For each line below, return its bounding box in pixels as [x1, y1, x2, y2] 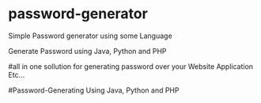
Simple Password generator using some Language [8, 31, 172, 40]
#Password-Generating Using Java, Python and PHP [8, 85, 180, 95]
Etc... [8, 70, 25, 79]
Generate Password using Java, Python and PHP [8, 46, 167, 55]
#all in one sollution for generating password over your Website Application [8, 61, 254, 71]
